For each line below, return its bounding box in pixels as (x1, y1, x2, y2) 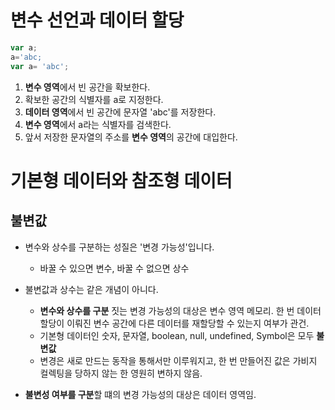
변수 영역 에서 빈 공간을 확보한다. (24, 81, 151, 93)
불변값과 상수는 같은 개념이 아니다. (24, 283, 159, 295)
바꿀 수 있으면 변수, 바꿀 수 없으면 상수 (39, 262, 190, 274)
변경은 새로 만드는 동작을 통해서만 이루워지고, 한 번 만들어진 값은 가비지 (39, 354, 318, 366)
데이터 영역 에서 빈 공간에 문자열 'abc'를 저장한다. (24, 106, 217, 118)
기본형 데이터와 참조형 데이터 (10, 169, 233, 192)
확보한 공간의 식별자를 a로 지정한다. (24, 93, 164, 105)
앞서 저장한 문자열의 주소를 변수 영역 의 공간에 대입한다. (24, 131, 238, 143)
